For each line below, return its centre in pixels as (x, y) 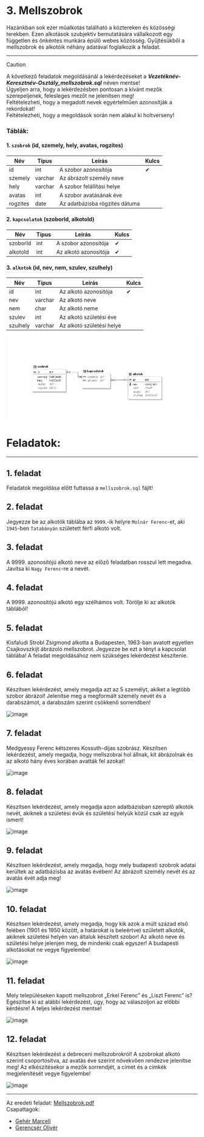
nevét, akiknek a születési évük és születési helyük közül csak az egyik (95, 813)
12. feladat (26, 1039)
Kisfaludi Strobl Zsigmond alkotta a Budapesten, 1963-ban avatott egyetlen (100, 643)
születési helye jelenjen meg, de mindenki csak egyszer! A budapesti (93, 943)
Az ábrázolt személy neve (92, 178)
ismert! (15, 819)
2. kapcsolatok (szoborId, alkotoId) (50, 219)
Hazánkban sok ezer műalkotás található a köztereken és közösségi (91, 27)
